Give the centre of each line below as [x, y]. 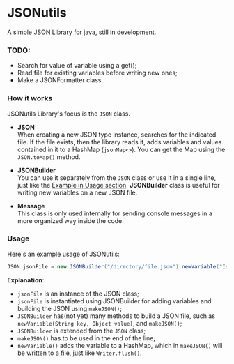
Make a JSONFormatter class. [60, 80]
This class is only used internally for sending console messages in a [115, 213]
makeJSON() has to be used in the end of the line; [86, 338]
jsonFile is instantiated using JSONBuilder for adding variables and [114, 301]
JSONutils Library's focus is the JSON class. [69, 114]
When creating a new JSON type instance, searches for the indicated [117, 135]
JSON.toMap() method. [49, 157]
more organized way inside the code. [70, 220]
